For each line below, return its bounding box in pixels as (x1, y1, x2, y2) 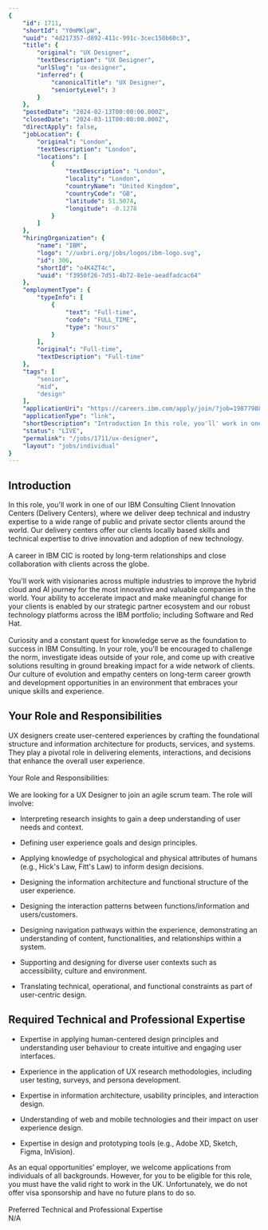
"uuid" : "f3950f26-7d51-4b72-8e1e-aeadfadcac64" (37, 271, 202, 279)
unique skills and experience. (8, 687, 104, 696)
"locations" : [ (37, 152, 88, 160)
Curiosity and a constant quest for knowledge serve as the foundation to (8, 636, 247, 645)
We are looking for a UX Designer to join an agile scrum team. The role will (8, 790, 253, 799)
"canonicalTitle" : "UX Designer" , (50, 78, 166, 86)
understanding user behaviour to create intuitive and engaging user (19, 1043, 242, 1052)
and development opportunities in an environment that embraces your (8, 678, 238, 688)
